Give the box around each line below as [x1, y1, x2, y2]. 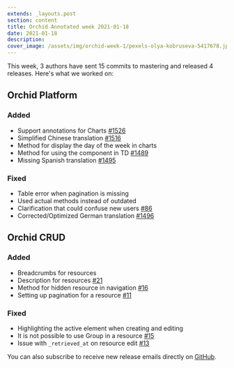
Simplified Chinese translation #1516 [17, 133, 122, 142]
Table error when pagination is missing [17, 189, 129, 198]
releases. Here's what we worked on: [7, 69, 114, 78]
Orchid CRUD [7, 232, 66, 244]
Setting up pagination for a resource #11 [17, 290, 132, 299]
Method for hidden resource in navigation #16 [17, 284, 148, 292]
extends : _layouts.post [7, 10, 77, 17]
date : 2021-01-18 [7, 29, 58, 37]
